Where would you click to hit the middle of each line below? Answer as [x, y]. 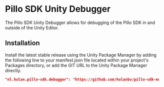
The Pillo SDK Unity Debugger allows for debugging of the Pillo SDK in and [80, 22]
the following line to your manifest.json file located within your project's [77, 60]
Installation [22, 43]
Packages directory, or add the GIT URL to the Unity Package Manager [76, 65]
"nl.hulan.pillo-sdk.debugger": [38, 79]
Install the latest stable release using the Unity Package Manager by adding [81, 55]
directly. [13, 70]
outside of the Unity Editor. [32, 27]
